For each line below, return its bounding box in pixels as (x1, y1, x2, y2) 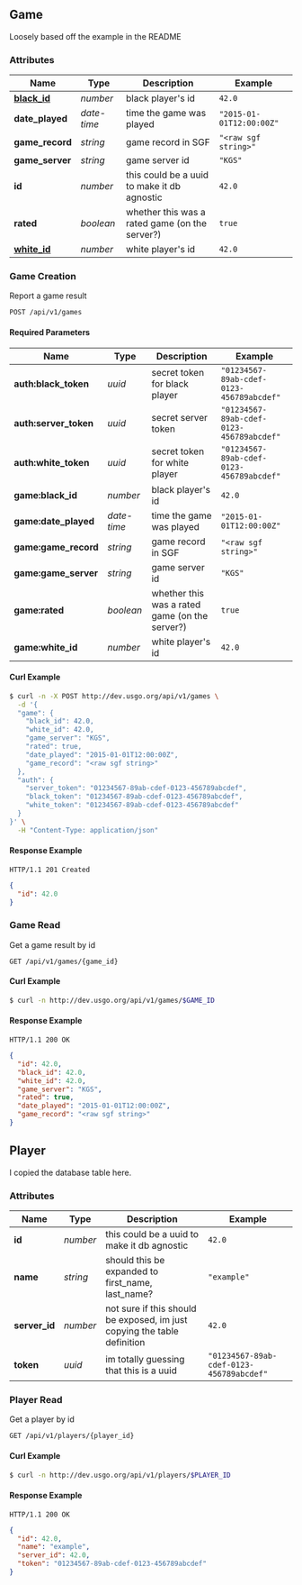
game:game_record (13, 541, 99, 553)
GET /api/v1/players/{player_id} (9, 1432, 135, 1441)
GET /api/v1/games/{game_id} (9, 957, 119, 966)
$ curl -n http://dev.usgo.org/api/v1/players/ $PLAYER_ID (9, 1471, 231, 1480)
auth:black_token (13, 378, 90, 390)
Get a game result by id (9, 939, 96, 950)
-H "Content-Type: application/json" (17, 825, 159, 834)
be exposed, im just (104, 1314, 188, 1326)
